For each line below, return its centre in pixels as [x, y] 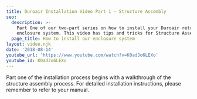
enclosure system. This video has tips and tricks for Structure [98, 33]
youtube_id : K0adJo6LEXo [36, 60]
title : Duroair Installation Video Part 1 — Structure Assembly [86, 11]
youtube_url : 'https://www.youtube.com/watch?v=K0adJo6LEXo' [82, 55]
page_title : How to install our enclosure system [73, 39]
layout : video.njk [28, 45]
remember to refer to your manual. [48, 90]
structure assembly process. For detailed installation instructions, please [94, 83]
